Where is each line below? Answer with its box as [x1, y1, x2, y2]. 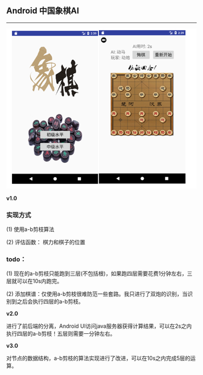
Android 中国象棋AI [6, 5, 80, 16]
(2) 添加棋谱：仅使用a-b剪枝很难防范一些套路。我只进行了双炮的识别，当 [6, 290, 188, 298]
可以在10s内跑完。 [16, 278, 62, 285]
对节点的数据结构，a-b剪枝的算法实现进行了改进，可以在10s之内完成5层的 [6, 354, 191, 362]
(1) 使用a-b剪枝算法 [6, 226, 54, 233]
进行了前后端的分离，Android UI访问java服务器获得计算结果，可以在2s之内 [6, 322, 192, 330]
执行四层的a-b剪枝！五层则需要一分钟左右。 [6, 330, 116, 337]
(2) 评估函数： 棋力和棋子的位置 [6, 238, 86, 246]
